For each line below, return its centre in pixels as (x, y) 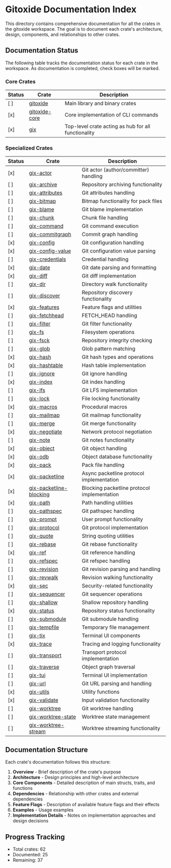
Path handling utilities (107, 503)
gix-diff (38, 276)
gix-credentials (47, 259)
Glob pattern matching (109, 349)
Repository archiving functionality (122, 185)
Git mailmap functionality (111, 415)
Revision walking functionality (117, 578)
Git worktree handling (107, 709)
